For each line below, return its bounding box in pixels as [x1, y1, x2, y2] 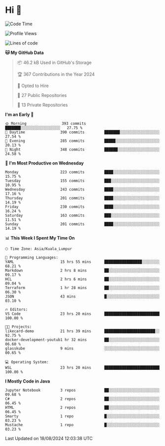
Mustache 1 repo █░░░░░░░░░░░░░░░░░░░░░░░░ [5, 422, 160, 427]
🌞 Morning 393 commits [5, 121, 86, 126]
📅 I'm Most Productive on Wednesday [5, 160, 84, 166]
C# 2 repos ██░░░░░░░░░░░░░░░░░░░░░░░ [5, 396, 160, 401]
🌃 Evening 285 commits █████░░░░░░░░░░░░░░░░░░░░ [5, 138, 160, 143]
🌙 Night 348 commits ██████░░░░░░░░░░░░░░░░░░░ [5, 147, 160, 152]
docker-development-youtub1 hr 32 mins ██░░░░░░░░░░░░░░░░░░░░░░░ [5, 337, 160, 342]
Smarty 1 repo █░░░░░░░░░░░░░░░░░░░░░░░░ [5, 413, 160, 419]
